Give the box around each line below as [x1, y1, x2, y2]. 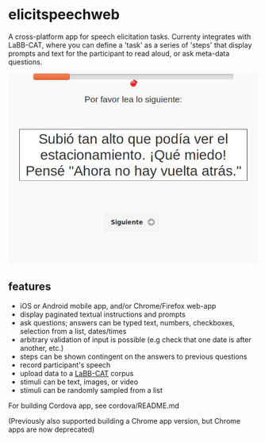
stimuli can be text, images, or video [19, 377, 139, 386]
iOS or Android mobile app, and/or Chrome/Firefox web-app [19, 301, 217, 310]
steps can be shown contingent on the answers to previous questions [19, 352, 248, 361]
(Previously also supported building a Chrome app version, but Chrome [8, 416, 240, 425]
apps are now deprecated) [8, 425, 95, 434]
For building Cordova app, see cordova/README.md [8, 401, 180, 410]
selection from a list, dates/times [19, 326, 127, 336]
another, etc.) [19, 343, 64, 352]
